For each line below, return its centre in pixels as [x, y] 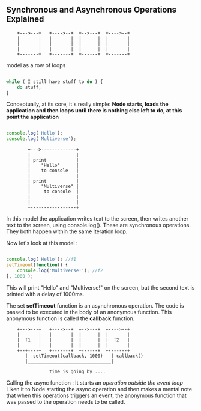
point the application [32, 117]
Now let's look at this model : [42, 243]
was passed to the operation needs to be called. [66, 401]
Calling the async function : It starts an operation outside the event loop [95, 382]
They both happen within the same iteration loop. [67, 231]
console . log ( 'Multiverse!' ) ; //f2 [60, 270]
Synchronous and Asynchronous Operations [91, 10]
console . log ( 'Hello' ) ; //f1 [41, 260]
